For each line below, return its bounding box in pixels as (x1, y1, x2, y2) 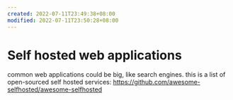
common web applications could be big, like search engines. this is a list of (7, 70, 226, 79)
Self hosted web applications (7, 47, 182, 63)
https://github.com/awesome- (113, 78, 200, 87)
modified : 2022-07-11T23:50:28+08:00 (7, 17, 119, 24)
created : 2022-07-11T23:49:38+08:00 (7, 10, 115, 18)
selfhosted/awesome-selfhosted (7, 85, 103, 94)
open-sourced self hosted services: (7, 78, 112, 87)
